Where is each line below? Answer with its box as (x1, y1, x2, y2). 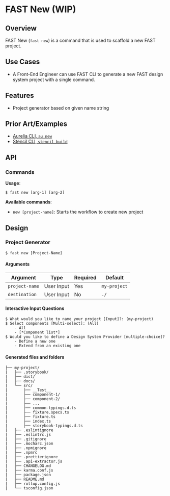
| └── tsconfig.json (5, 486, 53, 491)
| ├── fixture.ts (5, 414, 56, 420)
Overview (5, 24, 37, 33)
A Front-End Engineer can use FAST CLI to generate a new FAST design (12, 71, 163, 77)
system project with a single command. (12, 76, 95, 83)
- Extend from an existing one (14, 343, 81, 349)
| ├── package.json (5, 473, 51, 478)
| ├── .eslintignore (5, 428, 53, 433)
